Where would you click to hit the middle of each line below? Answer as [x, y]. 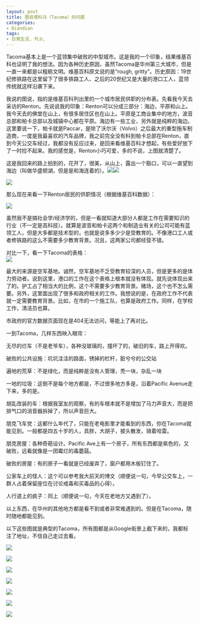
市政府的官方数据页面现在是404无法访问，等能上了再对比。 [78, 321]
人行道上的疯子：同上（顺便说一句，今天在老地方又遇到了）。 [80, 496]
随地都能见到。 [29, 516]
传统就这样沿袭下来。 [32, 86]
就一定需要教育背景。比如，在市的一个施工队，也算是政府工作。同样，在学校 [99, 301]
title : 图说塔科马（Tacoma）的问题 [45, 17]
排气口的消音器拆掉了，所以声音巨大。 [53, 411]
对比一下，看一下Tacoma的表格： [47, 253]
